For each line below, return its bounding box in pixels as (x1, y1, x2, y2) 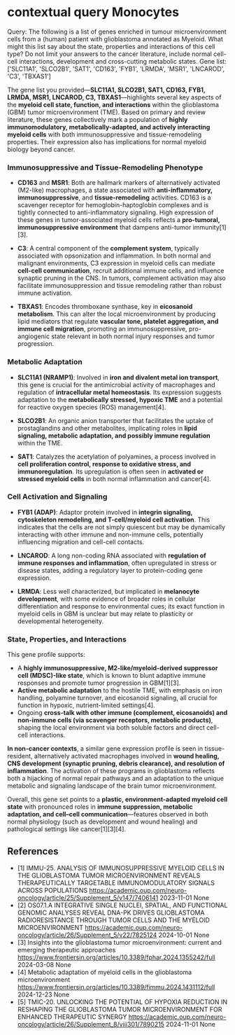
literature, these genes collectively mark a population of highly (7, 115, 188, 123)
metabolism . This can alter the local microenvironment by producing (17, 310, 216, 319)
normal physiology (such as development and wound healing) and (7, 817, 198, 826)
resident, (7, 752, 33, 760)
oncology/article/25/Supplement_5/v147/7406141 (17, 894, 159, 902)
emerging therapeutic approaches (17, 945, 116, 954)
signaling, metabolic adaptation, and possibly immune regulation (17, 431, 211, 440)
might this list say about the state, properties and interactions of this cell (7, 42, 215, 50)
